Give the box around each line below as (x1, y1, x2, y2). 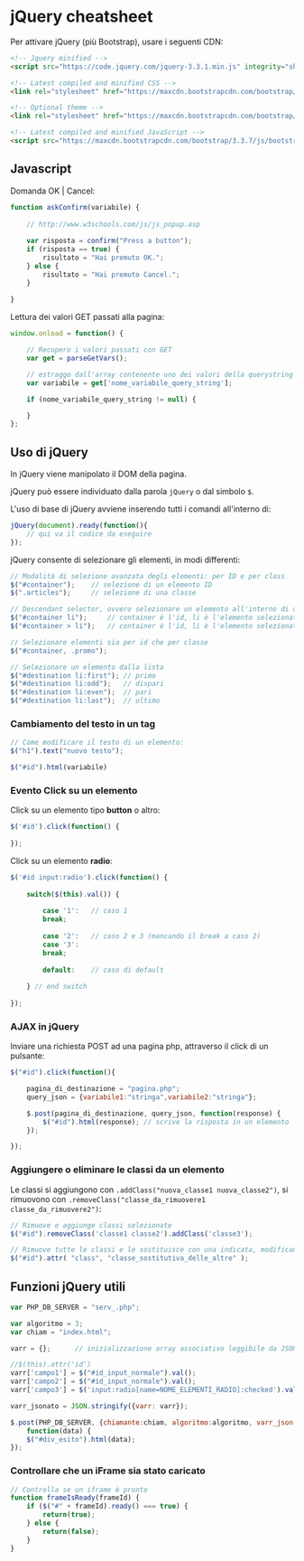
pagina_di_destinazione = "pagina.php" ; (26, 1085, 180, 1094)
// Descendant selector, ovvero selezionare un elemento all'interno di (10, 605, 290, 614)
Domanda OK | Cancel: (10, 185, 96, 196)
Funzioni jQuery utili (10, 1279, 126, 1294)
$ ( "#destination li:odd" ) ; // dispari (10, 680, 165, 689)
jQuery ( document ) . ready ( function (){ (10, 522, 148, 531)
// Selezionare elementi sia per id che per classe (10, 637, 208, 647)
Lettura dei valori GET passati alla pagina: (10, 312, 165, 323)
